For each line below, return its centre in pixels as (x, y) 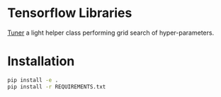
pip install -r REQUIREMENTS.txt (57, 86)
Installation (41, 61)
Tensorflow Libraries (70, 13)
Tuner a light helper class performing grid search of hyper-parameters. (111, 33)
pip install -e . (33, 80)
